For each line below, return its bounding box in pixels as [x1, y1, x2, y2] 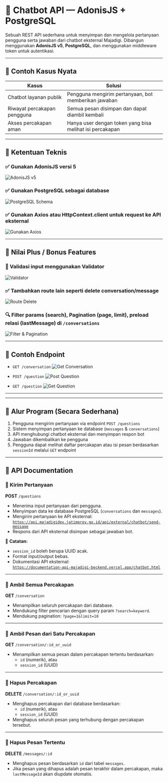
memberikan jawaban [66, 96, 118, 104]
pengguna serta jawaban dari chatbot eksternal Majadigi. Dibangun [5, 37, 144, 43]
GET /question [12, 384, 42, 389]
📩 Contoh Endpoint [5, 350, 65, 359]
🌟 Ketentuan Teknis [5, 148, 67, 157]
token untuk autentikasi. [5, 48, 54, 54]
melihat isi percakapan [66, 126, 120, 133]
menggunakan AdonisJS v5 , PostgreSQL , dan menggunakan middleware [5, 42, 156, 48]
